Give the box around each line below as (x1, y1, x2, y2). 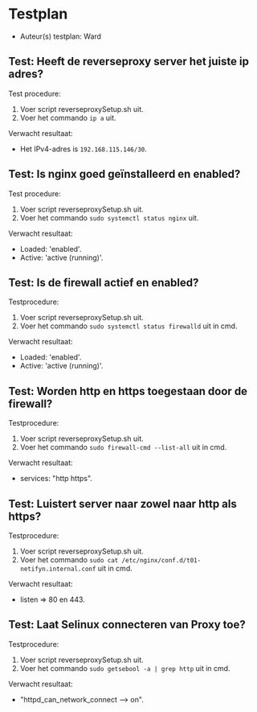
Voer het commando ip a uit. (19, 113, 116, 122)
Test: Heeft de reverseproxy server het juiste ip (8, 55, 249, 68)
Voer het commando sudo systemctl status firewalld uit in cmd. (19, 321, 238, 331)
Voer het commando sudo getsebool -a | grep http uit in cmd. (19, 663, 230, 673)
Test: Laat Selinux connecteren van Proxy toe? (8, 618, 247, 632)
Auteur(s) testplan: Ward (19, 31, 102, 41)
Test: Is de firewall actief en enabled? (8, 275, 199, 290)
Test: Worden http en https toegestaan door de (8, 384, 247, 398)
